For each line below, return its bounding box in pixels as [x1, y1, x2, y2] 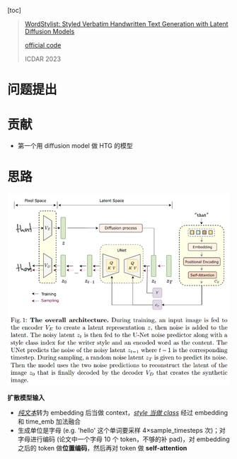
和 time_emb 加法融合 [17, 417, 81, 426]
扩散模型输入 [7, 393, 45, 402]
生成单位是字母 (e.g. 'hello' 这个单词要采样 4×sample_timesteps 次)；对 [17, 426, 226, 435]
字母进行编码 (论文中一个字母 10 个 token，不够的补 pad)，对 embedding [17, 435, 230, 443]
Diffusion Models [24, 28, 75, 35]
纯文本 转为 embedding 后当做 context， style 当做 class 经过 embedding [17, 409, 229, 417]
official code [24, 41, 62, 49]
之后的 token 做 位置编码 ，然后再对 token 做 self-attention [17, 444, 187, 453]
